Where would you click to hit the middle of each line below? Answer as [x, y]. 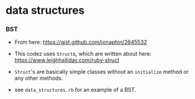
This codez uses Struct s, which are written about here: [83, 54]
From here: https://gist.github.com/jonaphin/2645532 [81, 42]
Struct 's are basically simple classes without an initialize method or [101, 72]
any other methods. [39, 78]
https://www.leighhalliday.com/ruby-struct [67, 60]
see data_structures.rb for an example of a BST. [75, 90]
